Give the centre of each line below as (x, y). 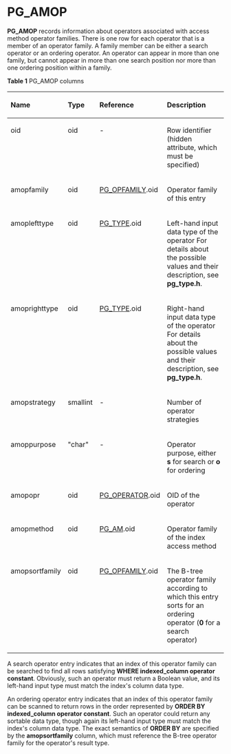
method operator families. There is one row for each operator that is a (106, 38)
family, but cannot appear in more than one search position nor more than (112, 60)
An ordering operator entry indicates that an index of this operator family (110, 699)
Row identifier (189, 130)
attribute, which (192, 147)
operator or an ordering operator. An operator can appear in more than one (113, 53)
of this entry (186, 198)
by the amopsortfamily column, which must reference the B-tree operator (112, 735)
